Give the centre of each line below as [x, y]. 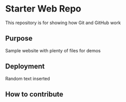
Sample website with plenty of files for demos [53, 50]
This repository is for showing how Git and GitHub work [63, 23]
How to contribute [34, 94]
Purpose [19, 38]
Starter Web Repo [43, 9]
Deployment [25, 67]
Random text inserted [28, 78]
